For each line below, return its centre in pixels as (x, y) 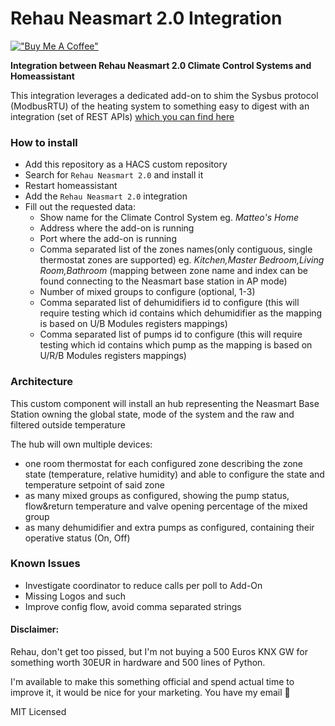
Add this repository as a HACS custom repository (126, 164)
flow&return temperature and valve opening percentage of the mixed (166, 506)
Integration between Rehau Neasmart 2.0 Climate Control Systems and (161, 65)
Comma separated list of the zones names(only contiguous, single (176, 249)
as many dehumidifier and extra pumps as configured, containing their (169, 527)
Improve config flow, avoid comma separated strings (133, 606)
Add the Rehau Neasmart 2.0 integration (106, 196)
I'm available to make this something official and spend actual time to (152, 682)
